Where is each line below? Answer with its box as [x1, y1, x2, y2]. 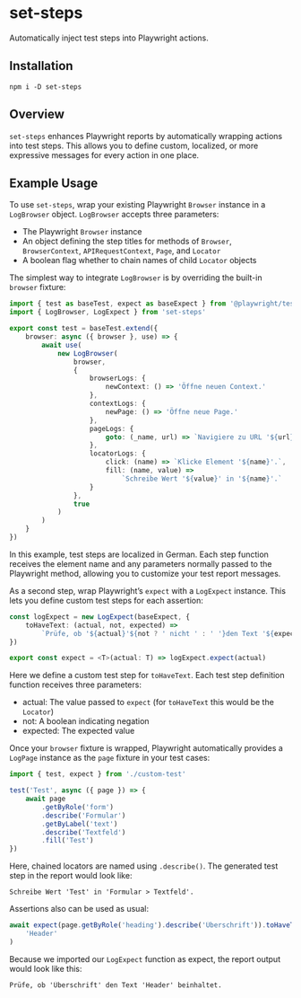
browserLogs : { [89, 374, 146, 384]
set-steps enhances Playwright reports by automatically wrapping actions [9, 130, 283, 141]
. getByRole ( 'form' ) [41, 802, 115, 811]
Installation [9, 58, 73, 74]
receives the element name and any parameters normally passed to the [9, 558, 272, 569]
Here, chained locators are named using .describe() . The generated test [9, 861, 279, 871]
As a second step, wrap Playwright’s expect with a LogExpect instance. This [9, 585, 287, 596]
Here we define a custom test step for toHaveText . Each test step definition [9, 670, 285, 681]
